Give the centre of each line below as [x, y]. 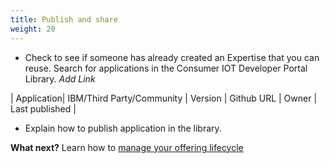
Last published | [43, 108]
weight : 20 [33, 29]
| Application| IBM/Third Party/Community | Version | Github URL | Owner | [164, 98]
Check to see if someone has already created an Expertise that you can [172, 57]
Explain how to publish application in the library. [123, 128]
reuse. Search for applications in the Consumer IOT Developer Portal [166, 68]
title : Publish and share [64, 19]
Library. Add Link [60, 78]
